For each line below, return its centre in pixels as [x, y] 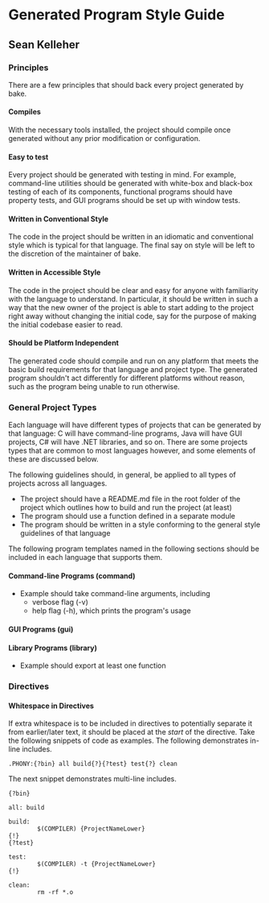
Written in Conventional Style [59, 218]
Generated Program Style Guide [116, 15]
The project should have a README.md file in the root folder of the [130, 499]
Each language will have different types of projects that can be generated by [135, 425]
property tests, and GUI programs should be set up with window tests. [124, 201]
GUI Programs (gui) [41, 629]
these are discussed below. [53, 459]
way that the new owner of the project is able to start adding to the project [131, 307]
